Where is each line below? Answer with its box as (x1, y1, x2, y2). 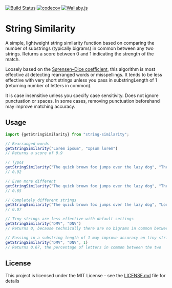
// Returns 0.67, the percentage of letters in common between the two (5, 244, 161, 250)
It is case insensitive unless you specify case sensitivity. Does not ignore (5, 92, 159, 99)
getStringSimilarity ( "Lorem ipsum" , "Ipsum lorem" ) (5, 146, 118, 151)
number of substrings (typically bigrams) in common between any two (5, 45, 154, 51)
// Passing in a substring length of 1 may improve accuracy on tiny (5, 235, 157, 240)
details (5, 278, 19, 284)
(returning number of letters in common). (5, 82, 92, 88)
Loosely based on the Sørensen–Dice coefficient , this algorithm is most (5, 66, 156, 72)
